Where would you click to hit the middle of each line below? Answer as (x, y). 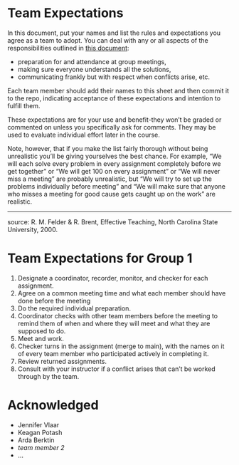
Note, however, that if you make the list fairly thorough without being (108, 148)
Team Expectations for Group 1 (100, 258)
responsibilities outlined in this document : (68, 48)
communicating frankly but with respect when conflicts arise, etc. (114, 77)
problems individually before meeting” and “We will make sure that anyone (117, 186)
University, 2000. (33, 229)
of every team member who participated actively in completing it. (113, 353)
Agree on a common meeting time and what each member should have (122, 293)
